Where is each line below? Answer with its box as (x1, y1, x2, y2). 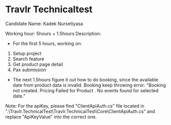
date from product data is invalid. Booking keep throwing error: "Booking (12, 82, 166, 88)
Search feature (12, 55, 45, 62)
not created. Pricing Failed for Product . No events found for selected (12, 87, 159, 93)
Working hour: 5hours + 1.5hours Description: (5, 30, 101, 36)
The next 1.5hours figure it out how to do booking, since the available (12, 76, 159, 82)
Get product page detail (12, 61, 63, 67)
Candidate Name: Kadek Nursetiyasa (5, 20, 83, 27)
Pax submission (12, 67, 46, 73)
